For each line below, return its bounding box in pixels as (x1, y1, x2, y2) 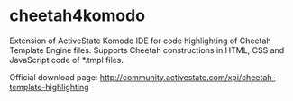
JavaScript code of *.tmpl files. (9, 54, 124, 65)
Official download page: (9, 71, 98, 82)
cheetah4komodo (9, 5, 146, 26)
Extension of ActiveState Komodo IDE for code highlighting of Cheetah (9, 35, 272, 46)
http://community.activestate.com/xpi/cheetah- (99, 71, 276, 82)
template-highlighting (9, 81, 89, 92)
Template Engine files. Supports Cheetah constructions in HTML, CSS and (9, 44, 285, 55)
